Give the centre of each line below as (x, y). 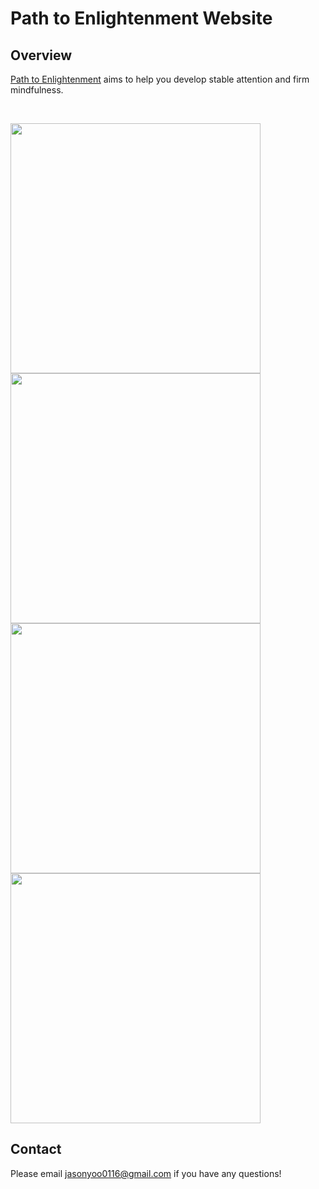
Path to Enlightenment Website (141, 18)
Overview (41, 55)
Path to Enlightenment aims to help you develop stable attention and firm (160, 79)
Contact (36, 1149)
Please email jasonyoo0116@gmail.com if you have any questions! (146, 1173)
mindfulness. (37, 90)
